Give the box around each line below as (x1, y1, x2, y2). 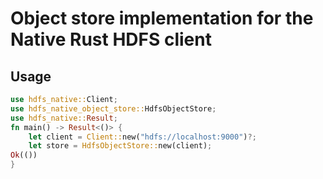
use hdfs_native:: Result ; (10, 113, 118, 123)
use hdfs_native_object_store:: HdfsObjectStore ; (10, 103, 217, 114)
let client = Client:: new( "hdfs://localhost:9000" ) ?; (28, 132, 257, 142)
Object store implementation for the (10, 7, 314, 30)
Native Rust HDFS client (10, 28, 212, 51)
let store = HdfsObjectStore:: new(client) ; (28, 141, 213, 151)
